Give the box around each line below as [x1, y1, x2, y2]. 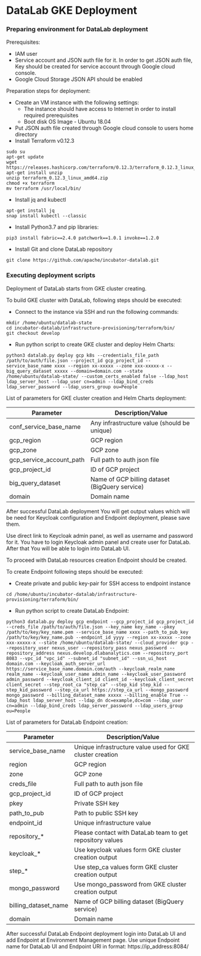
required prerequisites [23, 112, 79, 119]
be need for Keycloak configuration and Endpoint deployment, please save [6, 514, 190, 521]
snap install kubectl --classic [6, 213, 87, 219]
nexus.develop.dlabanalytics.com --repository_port [57, 650, 188, 656]
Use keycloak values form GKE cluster [74, 846, 181, 854]
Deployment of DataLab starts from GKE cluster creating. [6, 284, 147, 292]
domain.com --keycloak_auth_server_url [6, 661, 106, 667]
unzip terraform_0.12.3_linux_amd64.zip [6, 175, 109, 181]
